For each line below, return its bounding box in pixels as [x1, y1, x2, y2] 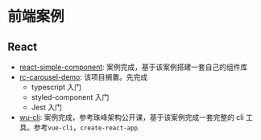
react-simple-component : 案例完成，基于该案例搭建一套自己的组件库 [19, 62, 248, 72]
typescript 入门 [31, 82, 82, 92]
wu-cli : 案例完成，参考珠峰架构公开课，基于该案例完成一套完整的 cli [19, 113, 244, 121]
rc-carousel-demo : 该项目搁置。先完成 [19, 72, 148, 81]
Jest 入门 [31, 102, 62, 112]
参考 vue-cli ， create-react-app [33, 122, 139, 132]
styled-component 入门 [31, 93, 110, 101]
